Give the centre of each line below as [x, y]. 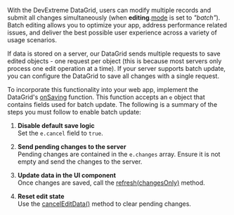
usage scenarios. [32, 40]
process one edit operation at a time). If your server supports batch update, [117, 69]
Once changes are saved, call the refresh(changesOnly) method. [111, 183]
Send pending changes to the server [72, 146]
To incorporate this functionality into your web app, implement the [103, 90]
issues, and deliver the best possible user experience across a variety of [112, 32]
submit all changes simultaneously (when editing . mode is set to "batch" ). [114, 18]
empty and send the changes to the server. [80, 162]
